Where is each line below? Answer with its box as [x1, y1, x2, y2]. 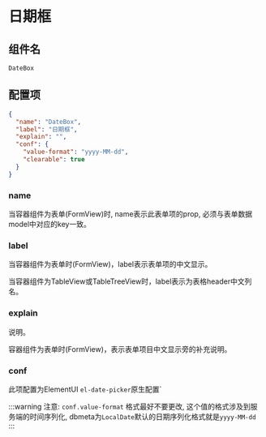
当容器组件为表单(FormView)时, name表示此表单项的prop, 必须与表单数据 [8, 208, 253, 219]
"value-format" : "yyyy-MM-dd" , [23, 148, 129, 156]
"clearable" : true [23, 156, 85, 164]
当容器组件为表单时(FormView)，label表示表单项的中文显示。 [8, 259, 212, 269]
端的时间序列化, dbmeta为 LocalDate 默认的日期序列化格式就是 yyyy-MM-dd [15, 411, 257, 422]
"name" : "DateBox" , [15, 118, 82, 126]
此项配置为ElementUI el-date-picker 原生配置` [8, 384, 162, 394]
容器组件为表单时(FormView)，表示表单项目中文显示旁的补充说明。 [8, 344, 232, 353]
